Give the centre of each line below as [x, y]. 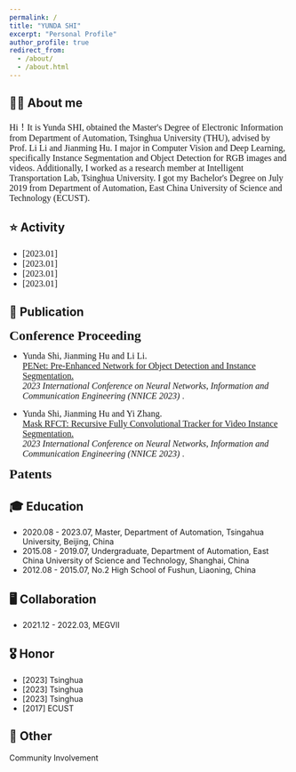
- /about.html [43, 68]
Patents [30, 474]
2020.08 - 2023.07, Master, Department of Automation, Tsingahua [143, 532]
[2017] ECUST [48, 708]
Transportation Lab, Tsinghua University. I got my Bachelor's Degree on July [147, 178]
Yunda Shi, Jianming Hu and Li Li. [84, 356]
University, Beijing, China [68, 542]
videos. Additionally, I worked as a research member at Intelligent [127, 168]
